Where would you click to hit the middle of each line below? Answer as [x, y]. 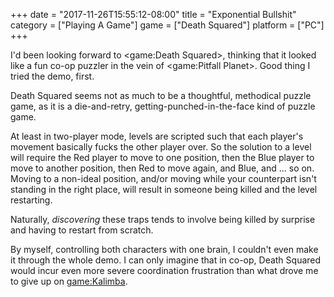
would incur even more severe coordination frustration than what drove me [164, 270]
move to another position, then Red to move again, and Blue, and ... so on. [162, 168]
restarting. [31, 200]
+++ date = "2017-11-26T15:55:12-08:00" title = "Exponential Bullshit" [153, 14]
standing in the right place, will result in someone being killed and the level [164, 189]
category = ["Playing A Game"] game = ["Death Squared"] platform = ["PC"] [167, 25]
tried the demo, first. [52, 76]
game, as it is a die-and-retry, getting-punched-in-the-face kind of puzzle [163, 106]
